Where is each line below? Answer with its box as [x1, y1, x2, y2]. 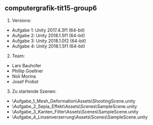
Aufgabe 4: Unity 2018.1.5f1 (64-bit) [11, 43, 85, 49]
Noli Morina [11, 73, 36, 79]
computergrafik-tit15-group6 [4, 4, 97, 13]
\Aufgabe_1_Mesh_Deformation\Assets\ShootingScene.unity [11, 98, 135, 104]
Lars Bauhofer [11, 62, 41, 68]
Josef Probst [11, 78, 38, 84]
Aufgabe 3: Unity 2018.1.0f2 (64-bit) [11, 38, 86, 44]
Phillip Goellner [11, 68, 43, 74]
